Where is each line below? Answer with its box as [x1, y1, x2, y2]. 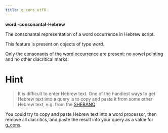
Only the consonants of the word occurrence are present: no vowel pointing [5, 51, 163, 57]
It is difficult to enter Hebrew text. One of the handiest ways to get [17, 91, 156, 97]
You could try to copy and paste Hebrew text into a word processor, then [5, 111, 157, 117]
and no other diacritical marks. [5, 56, 69, 62]
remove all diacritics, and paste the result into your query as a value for [5, 116, 153, 122]
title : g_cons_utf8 [5, 7, 47, 13]
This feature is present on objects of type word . [5, 41, 105, 47]
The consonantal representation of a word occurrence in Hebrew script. [5, 31, 155, 37]
